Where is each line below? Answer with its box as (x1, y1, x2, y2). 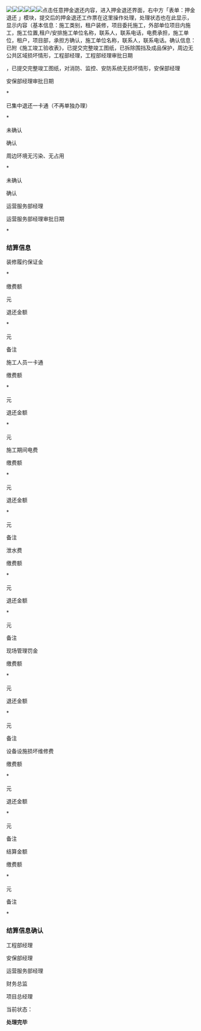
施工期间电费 (6, 446, 38, 454)
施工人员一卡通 (6, 359, 43, 366)
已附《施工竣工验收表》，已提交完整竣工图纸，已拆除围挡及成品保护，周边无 (6, 44, 194, 51)
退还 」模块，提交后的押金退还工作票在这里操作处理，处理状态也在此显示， (6, 14, 193, 21)
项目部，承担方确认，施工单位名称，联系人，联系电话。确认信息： (32, 37, 196, 43)
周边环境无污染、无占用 (6, 152, 64, 159)
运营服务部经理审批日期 (6, 215, 64, 222)
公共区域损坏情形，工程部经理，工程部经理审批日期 (6, 52, 133, 59)
